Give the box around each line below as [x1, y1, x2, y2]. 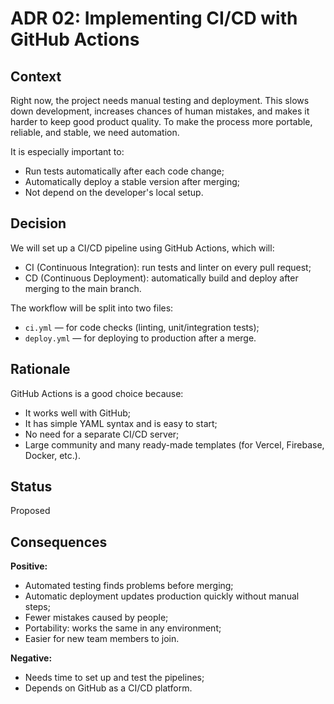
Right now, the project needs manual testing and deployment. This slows [10, 95, 310, 106]
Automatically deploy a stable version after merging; [24, 176, 241, 187]
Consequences [10, 533, 108, 551]
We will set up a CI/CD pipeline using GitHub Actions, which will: [10, 242, 275, 254]
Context [10, 68, 62, 85]
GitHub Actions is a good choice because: [10, 387, 184, 399]
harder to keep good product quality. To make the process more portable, [10, 116, 313, 127]
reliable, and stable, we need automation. [10, 127, 180, 138]
